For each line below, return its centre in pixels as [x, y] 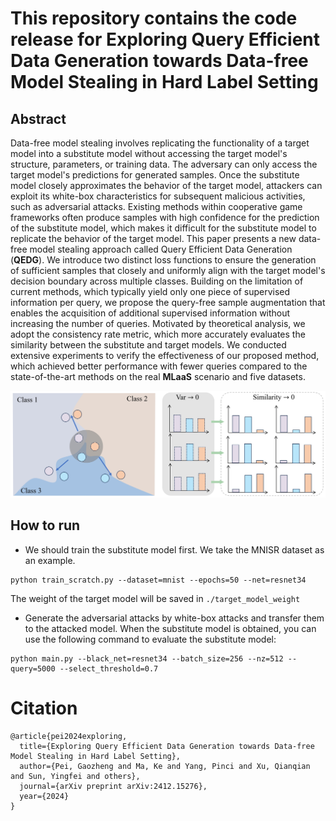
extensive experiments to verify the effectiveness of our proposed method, [165, 355]
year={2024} [44, 796]
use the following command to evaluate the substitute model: [150, 639]
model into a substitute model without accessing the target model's [149, 153]
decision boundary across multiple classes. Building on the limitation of [157, 281]
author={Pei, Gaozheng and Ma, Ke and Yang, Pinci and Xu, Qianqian [165, 766]
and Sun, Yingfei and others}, [75, 776]
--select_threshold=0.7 [109, 668]
